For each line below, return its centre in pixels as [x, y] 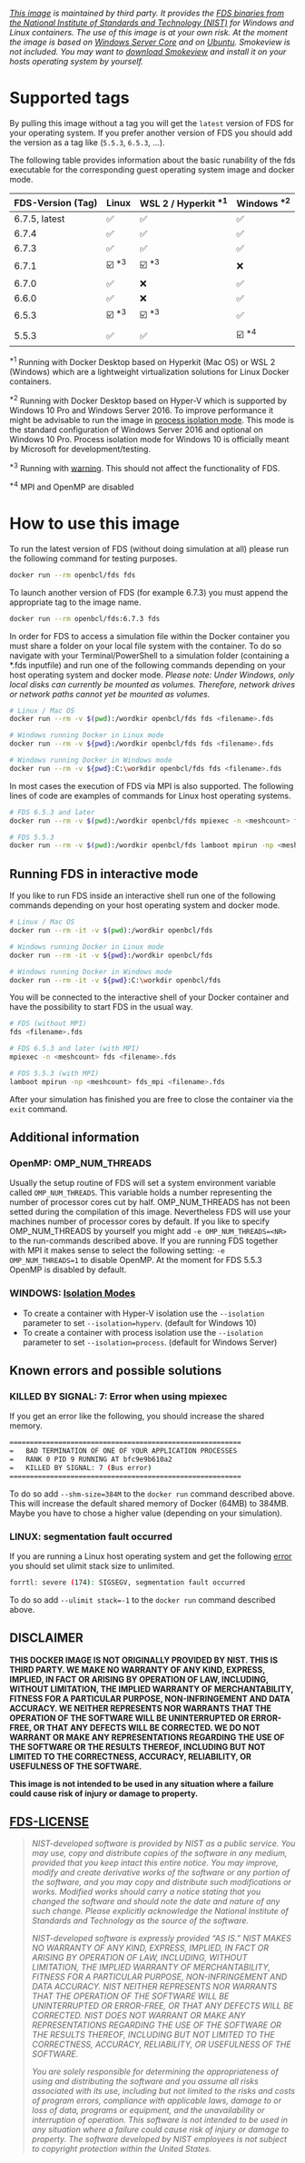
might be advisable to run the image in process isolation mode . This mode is [152, 420]
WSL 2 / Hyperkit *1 [184, 202]
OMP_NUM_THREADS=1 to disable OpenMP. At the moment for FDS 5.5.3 [136, 1260]
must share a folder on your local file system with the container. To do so [146, 646]
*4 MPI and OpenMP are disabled [72, 486]
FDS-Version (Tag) [56, 202]
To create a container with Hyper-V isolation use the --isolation [143, 1313]
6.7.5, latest [39, 219]
